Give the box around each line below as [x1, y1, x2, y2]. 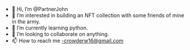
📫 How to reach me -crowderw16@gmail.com [11, 37, 124, 44]
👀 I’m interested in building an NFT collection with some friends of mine [11, 12, 185, 19]
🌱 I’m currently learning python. [11, 24, 88, 31]
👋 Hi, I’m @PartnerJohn [11, 6, 69, 12]
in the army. [11, 18, 41, 25]
